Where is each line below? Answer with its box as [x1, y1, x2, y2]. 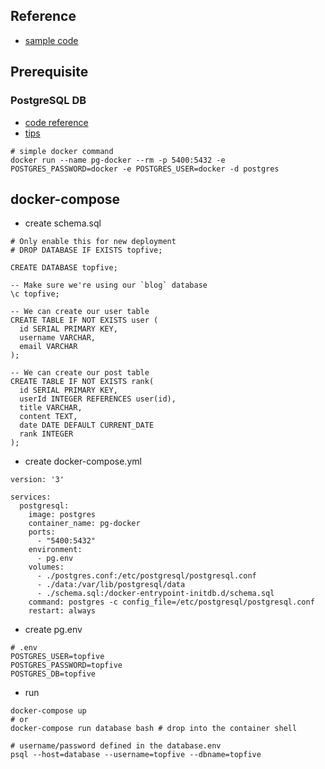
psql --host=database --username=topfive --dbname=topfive [10, 750, 262, 760]
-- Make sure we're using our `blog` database [10, 280, 208, 291]
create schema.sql [24, 217, 102, 229]
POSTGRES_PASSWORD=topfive [10, 660, 123, 671]
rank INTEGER [19, 429, 74, 439]
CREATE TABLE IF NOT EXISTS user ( [10, 315, 159, 326]
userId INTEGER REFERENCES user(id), [19, 394, 177, 404]
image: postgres [28, 510, 97, 520]
